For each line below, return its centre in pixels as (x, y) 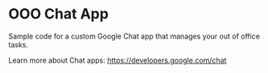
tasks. (19, 44)
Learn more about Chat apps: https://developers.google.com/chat (118, 60)
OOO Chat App (58, 14)
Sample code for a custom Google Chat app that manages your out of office (134, 36)
